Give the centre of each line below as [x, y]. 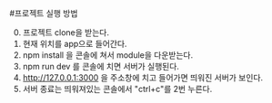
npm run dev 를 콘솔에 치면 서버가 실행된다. [101, 66]
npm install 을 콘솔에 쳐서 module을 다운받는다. [108, 55]
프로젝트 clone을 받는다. [65, 33]
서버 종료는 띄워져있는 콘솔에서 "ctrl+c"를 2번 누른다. [117, 89]
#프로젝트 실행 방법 [44, 13]
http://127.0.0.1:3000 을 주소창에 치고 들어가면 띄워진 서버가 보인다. [143, 78]
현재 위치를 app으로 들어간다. [75, 44]
